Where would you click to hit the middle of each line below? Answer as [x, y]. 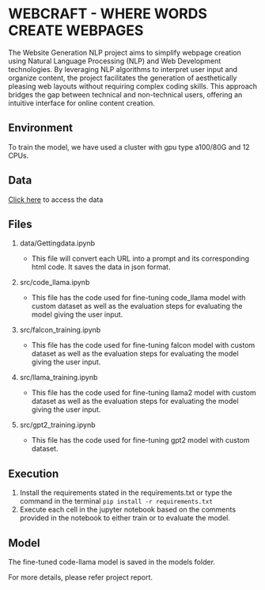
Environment [41, 128]
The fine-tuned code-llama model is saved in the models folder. [112, 562]
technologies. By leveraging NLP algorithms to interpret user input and [123, 69]
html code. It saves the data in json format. [101, 267]
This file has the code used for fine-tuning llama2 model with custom [144, 393]
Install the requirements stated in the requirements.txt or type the [126, 493]
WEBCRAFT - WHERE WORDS [108, 14]
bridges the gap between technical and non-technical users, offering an [125, 94]
